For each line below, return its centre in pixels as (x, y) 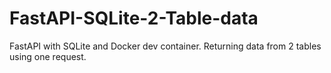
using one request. (48, 56)
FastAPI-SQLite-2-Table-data (134, 18)
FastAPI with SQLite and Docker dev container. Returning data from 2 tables (165, 46)
